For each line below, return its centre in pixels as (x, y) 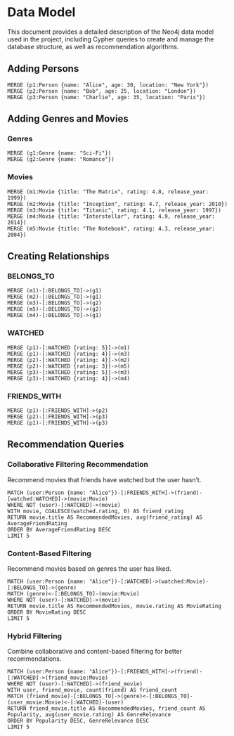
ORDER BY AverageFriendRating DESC (59, 529)
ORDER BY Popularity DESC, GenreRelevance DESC (78, 721)
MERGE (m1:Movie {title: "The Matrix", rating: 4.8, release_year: (108, 192)
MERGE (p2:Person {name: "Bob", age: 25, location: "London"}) (102, 91)
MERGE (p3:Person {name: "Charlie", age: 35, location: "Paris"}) (106, 97)
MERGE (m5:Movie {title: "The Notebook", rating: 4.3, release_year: (111, 228)
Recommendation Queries (66, 445)
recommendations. (34, 659)
